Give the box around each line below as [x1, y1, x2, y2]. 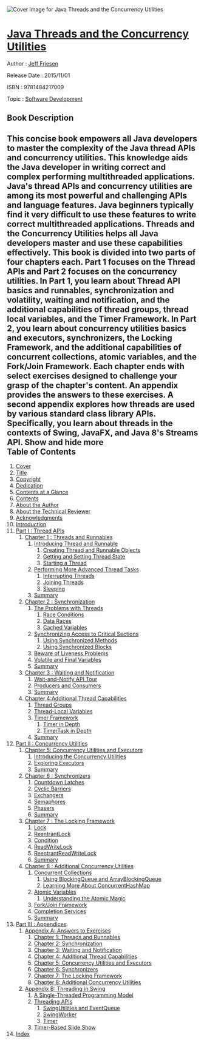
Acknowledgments [15, 514, 63, 521]
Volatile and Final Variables [33, 656, 102, 664]
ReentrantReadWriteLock [33, 850, 97, 857]
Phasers [33, 804, 55, 812]
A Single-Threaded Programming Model [33, 991, 134, 999]
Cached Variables [42, 624, 87, 631]
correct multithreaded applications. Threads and [7, 219, 195, 229]
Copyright [15, 475, 41, 483]
